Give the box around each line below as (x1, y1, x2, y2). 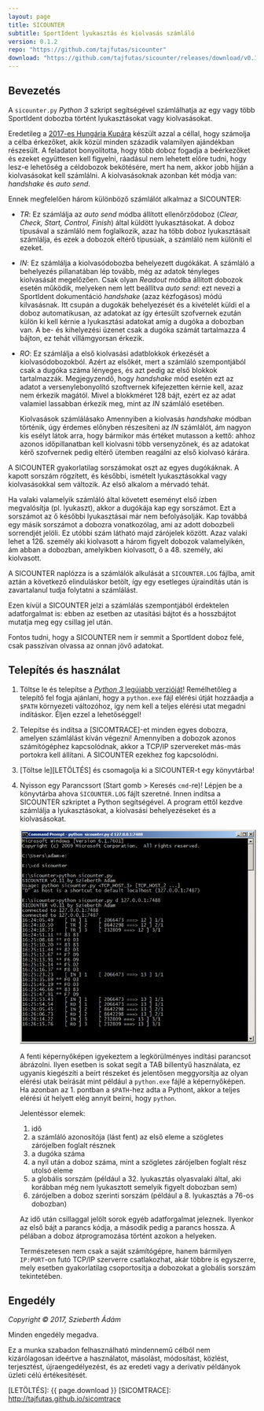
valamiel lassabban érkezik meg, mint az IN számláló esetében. (19, 398, 225, 408)
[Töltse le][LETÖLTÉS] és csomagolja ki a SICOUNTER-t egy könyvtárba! (19, 765, 255, 774)
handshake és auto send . (8, 179, 90, 188)
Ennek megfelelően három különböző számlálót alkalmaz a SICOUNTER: (8, 194, 242, 204)
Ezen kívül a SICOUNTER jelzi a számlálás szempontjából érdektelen (8, 600, 229, 610)
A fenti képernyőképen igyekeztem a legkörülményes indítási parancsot (19, 1051, 251, 1061)
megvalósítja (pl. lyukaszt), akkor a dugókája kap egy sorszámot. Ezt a (8, 503, 236, 512)
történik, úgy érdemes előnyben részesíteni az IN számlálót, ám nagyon (19, 422, 251, 432)
